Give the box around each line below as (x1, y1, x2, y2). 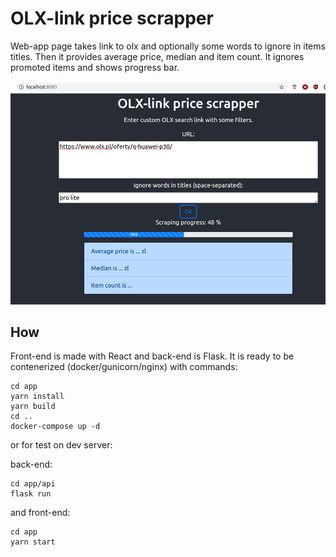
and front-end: (10, 507, 71, 519)
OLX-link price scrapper (10, 7, 214, 30)
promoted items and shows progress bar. (10, 61, 180, 73)
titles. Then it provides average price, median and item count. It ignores (10, 50, 305, 62)
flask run (10, 489, 52, 499)
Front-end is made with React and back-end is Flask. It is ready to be (10, 350, 295, 362)
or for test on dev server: (10, 439, 113, 451)
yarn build (10, 402, 56, 412)
